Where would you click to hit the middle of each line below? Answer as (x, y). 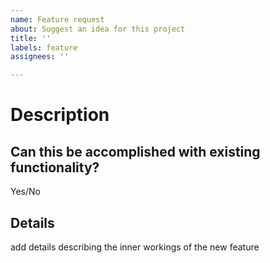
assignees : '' (40, 57)
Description (60, 115)
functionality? (55, 167)
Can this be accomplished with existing (135, 151)
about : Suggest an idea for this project (98, 29)
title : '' (31, 38)
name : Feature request (57, 19)
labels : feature (44, 47)
